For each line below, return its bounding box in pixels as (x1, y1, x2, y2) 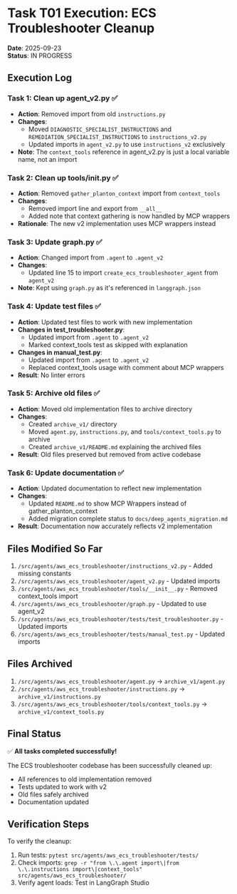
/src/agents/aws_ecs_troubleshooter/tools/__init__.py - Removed (17, 584, 218, 592)
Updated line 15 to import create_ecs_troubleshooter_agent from (28, 269, 218, 277)
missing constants (17, 569, 72, 577)
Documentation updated (17, 797, 89, 806)
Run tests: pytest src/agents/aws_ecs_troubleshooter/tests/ (17, 851, 199, 860)
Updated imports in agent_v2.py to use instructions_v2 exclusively (28, 140, 226, 148)
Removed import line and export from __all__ (28, 204, 162, 212)
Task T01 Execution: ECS (7, 5, 157, 21)
